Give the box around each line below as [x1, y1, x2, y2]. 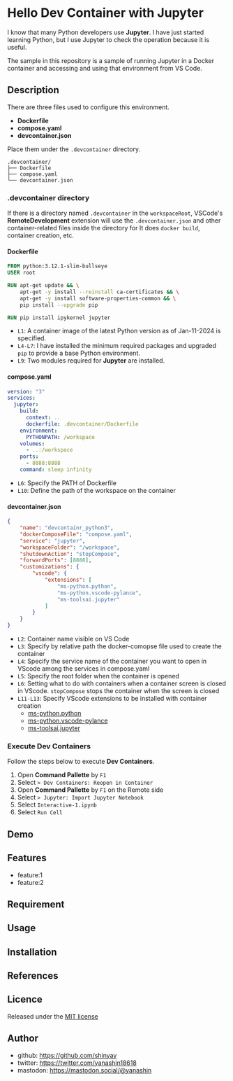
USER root [7, 270, 36, 277]
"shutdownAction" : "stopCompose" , [20, 550, 120, 557]
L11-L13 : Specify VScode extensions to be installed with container [17, 695, 207, 703]
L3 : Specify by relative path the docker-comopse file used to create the [17, 642, 222, 650]
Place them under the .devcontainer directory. [7, 145, 141, 153]
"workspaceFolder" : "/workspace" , [20, 544, 120, 551]
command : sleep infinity [20, 466, 92, 473]
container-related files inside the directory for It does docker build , [7, 224, 200, 232]
